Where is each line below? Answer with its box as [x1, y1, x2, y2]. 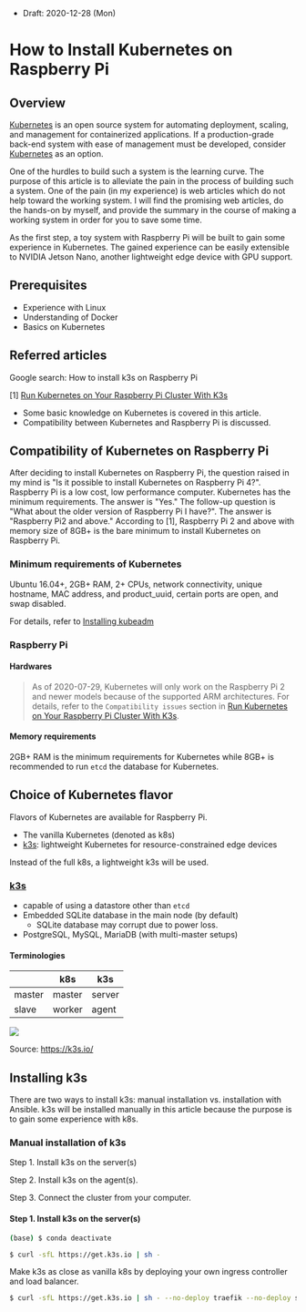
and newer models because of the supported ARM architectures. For [31, 691, 290, 702]
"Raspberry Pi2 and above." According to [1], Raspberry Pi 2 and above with [9, 516, 295, 527]
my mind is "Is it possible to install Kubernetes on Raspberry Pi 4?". [9, 477, 261, 488]
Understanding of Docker [22, 312, 118, 323]
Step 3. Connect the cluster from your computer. [9, 1193, 191, 1204]
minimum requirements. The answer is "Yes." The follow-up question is [9, 497, 276, 507]
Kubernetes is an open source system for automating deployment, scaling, [9, 119, 289, 130]
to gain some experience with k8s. [9, 1113, 138, 1124]
